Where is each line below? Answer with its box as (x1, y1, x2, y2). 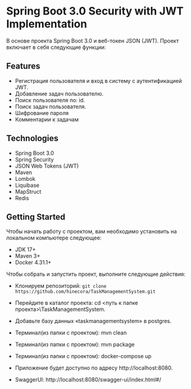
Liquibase (14, 181, 40, 189)
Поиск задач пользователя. (14, 103, 86, 110)
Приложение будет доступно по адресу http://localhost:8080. (14, 364, 173, 371)
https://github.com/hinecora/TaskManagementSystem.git (14, 289, 156, 295)
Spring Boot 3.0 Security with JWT (6, 4, 184, 18)
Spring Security (14, 155, 54, 163)
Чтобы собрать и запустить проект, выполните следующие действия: (6, 270, 186, 278)
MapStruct (14, 188, 42, 195)
